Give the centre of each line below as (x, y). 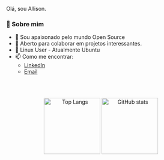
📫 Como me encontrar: (44, 57)
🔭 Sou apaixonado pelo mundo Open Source (70, 37)
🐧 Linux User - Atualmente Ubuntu (57, 50)
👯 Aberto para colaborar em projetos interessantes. (78, 44)
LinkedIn (35, 65)
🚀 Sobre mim (25, 24)
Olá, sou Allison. (26, 9)
